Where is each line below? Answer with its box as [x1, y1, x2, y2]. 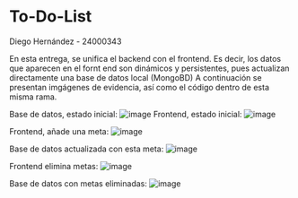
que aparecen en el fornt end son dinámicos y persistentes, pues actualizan [9, 63, 290, 73]
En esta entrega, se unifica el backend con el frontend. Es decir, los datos [9, 53, 281, 64]
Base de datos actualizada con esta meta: [9, 143, 164, 154]
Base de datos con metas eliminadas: [9, 177, 148, 189]
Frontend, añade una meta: [9, 125, 110, 136]
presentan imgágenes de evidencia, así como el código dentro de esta [9, 82, 269, 92]
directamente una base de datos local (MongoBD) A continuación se [9, 72, 262, 82]
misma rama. [9, 91, 57, 102]
